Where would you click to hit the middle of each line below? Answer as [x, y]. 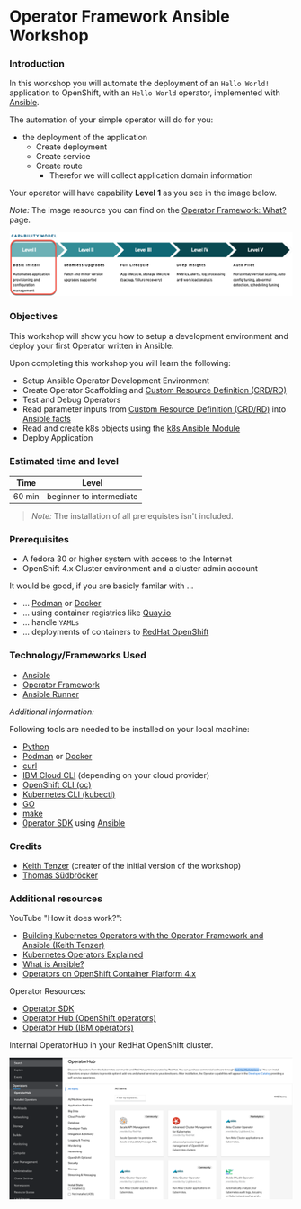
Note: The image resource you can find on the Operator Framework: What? [148, 210]
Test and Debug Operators [71, 399]
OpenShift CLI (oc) [57, 784]
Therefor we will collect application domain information [151, 175]
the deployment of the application [85, 138]
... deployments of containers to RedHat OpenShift [115, 632]
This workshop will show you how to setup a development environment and [149, 336]
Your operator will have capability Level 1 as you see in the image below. [143, 193]
